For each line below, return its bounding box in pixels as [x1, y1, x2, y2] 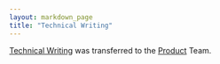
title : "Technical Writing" [9, 21, 114, 30]
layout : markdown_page [9, 12, 93, 22]
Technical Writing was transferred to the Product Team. [9, 45, 212, 55]
